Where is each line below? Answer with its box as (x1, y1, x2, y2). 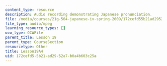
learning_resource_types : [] (5, 26, 66, 31)
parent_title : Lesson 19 (5, 35, 57, 40)
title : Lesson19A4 (5, 49, 43, 54)
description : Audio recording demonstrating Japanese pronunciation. (5, 12, 153, 17)
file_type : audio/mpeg (5, 21, 52, 26)
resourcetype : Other (5, 44, 48, 49)
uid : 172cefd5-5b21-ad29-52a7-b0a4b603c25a (5, 53, 97, 59)
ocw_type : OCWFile (5, 30, 43, 35)
